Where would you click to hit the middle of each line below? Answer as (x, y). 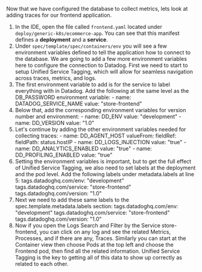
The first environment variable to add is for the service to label (93, 84)
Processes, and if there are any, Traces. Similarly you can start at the (100, 238)
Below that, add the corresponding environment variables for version (100, 110)
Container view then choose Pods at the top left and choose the (94, 245)
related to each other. (42, 264)
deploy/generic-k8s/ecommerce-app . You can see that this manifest (97, 33)
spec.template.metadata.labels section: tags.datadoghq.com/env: (96, 206)
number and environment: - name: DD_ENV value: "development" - (98, 116)
